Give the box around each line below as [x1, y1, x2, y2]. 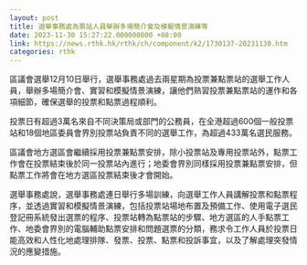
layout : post [9, 13, 59, 23]
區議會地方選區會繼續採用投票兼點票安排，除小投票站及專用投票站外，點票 [9, 147, 290, 158]
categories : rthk [9, 48, 76, 57]
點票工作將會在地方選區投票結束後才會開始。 [9, 170, 178, 181]
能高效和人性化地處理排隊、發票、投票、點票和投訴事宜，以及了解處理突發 [9, 235, 290, 246]
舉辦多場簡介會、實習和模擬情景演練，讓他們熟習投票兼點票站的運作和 [25, 85, 290, 96]
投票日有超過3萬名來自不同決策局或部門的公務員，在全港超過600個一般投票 [9, 116, 294, 127]
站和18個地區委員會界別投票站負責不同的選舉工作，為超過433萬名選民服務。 [9, 127, 297, 138]
